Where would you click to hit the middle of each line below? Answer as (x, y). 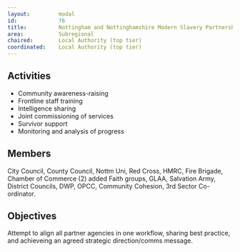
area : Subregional (51, 34)
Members (29, 154)
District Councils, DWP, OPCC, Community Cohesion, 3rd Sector (102, 186)
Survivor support (42, 124)
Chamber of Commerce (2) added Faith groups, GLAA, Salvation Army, (111, 178)
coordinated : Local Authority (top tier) (75, 47)
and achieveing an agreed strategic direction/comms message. (100, 241)
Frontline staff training (50, 101)
